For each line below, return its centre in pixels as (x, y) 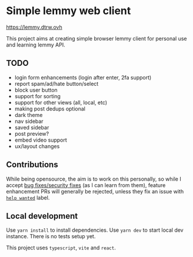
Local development (42, 216)
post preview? (31, 133)
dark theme (29, 115)
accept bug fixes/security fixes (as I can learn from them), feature (86, 185)
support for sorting (37, 96)
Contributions (32, 165)
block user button (36, 90)
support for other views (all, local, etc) (61, 102)
